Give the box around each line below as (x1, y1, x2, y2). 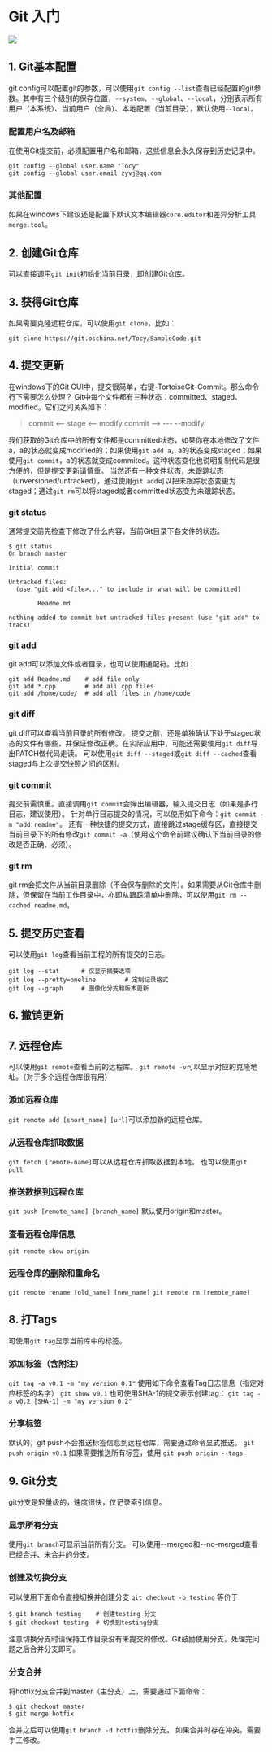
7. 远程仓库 (8, 1038, 63, 1052)
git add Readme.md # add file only (8, 675, 140, 684)
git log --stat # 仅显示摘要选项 (8, 968, 132, 976)
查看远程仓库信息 (8, 1229, 76, 1240)
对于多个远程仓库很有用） (25, 1072, 112, 1082)
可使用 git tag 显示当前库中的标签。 (8, 1335, 127, 1345)
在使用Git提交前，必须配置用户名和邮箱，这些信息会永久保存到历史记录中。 (8, 146, 260, 155)
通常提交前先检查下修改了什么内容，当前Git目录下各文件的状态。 (8, 526, 225, 536)
